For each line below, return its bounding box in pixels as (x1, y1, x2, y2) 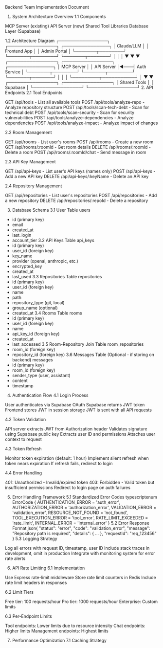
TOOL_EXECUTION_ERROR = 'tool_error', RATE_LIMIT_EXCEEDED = (12, 515, 148, 520)
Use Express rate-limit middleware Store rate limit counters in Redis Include (5, 575, 157, 580)
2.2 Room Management (5, 130, 52, 135)
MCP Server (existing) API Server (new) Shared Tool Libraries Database (5, 23, 148, 29)
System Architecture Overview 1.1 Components (12, 14, 106, 19)
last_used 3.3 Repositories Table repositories (12, 274, 102, 279)
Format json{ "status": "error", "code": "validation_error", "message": (12, 525, 151, 531)
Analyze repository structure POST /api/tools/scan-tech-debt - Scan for (5, 105, 149, 110)
